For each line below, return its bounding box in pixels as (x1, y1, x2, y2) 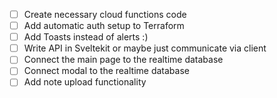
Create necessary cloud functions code (23, 9, 187, 20)
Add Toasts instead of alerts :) (23, 31, 149, 43)
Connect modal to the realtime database (23, 65, 190, 77)
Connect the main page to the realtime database (23, 54, 224, 66)
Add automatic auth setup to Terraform (23, 20, 185, 32)
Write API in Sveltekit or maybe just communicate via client (23, 42, 267, 54)
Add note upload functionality (23, 76, 147, 88)
